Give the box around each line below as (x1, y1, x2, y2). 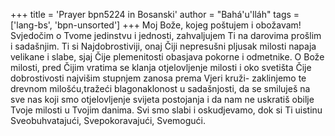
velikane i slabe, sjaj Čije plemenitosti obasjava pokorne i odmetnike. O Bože (10, 51, 325, 63)
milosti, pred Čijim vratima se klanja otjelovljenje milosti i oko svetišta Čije (10, 62, 312, 73)
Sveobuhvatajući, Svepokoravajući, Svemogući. (10, 115, 207, 126)
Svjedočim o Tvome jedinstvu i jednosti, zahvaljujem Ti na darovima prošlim (10, 30, 322, 41)
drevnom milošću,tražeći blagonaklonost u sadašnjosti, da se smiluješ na (10, 83, 311, 94)
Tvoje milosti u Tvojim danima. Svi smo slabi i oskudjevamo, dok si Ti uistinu (10, 104, 323, 116)
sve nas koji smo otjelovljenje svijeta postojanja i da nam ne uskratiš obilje (10, 94, 315, 105)
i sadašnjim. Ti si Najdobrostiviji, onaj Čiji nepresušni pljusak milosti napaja (10, 40, 317, 52)
